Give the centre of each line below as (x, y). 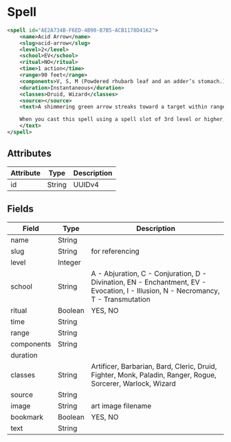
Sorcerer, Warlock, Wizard (134, 384)
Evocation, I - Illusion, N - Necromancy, (155, 291)
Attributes (29, 154)
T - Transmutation (121, 299)
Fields (21, 209)
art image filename (121, 406)
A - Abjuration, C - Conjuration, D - (149, 274)
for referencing (115, 251)
